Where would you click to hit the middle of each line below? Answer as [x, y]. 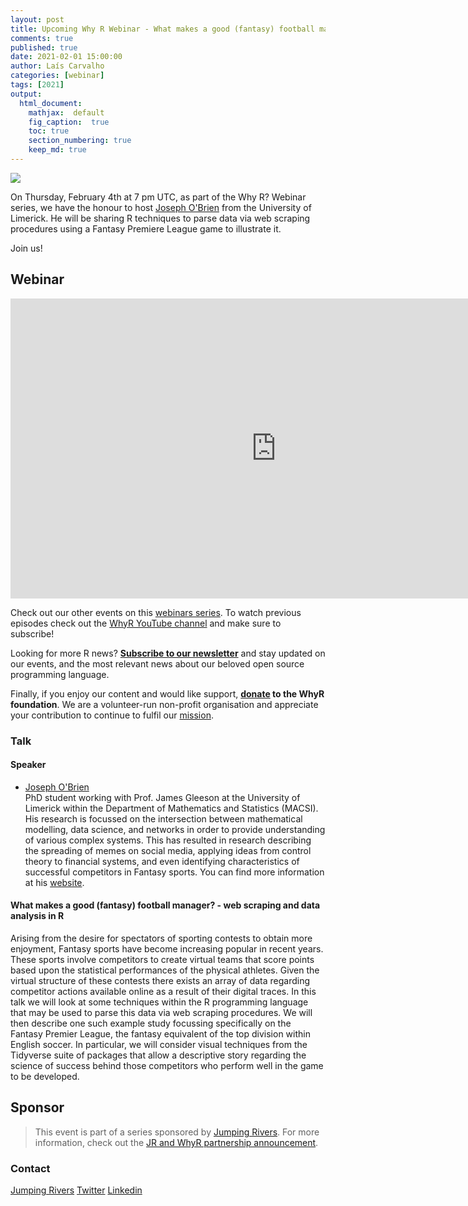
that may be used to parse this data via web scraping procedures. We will [161, 1013]
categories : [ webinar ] [57, 76]
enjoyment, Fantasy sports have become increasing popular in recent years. [167, 949]
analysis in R [37, 916]
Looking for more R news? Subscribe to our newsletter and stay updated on [168, 653]
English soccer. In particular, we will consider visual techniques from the [159, 1045]
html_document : [51, 103]
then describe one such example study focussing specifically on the [151, 1023]
